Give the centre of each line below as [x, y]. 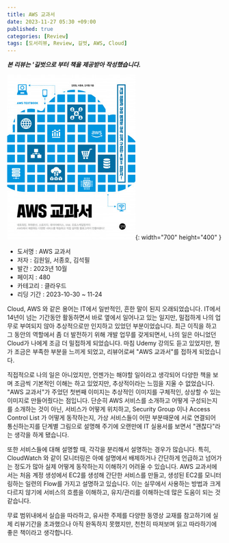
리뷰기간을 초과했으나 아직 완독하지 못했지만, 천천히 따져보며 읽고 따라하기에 [116, 524]
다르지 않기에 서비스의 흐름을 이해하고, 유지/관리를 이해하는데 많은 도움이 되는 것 [114, 492]
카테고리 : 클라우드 [42, 286]
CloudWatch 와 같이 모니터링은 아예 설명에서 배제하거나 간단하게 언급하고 [105, 458]
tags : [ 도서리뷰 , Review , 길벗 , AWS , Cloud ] [67, 44]
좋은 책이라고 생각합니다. [40, 533]
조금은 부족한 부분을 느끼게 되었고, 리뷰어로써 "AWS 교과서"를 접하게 [106, 352]
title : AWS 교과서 [31, 14]
